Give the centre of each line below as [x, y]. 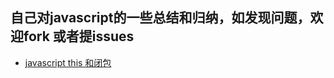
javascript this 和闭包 [68, 62]
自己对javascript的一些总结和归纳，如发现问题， [160, 18]
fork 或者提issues [79, 36]
